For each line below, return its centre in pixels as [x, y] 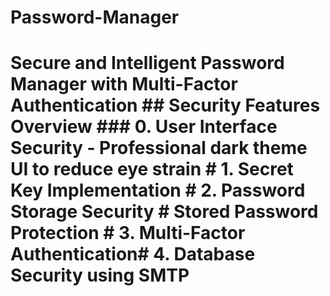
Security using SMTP [100, 275]
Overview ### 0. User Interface [144, 127]
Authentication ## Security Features [165, 105]
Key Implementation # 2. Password [158, 190]
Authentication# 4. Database [133, 254]
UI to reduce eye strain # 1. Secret [152, 169]
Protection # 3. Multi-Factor [128, 233]
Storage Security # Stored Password [164, 212]
